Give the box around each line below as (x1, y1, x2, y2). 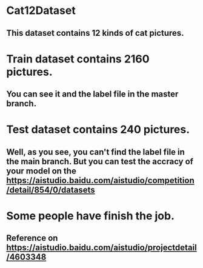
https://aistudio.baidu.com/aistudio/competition (6, 175, 195, 186)
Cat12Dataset (6, 4, 76, 18)
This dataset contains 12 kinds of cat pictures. (6, 28, 184, 38)
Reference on (6, 233, 58, 243)
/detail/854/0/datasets (6, 184, 95, 195)
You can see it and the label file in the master (6, 89, 179, 99)
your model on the (6, 166, 77, 176)
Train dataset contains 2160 (6, 52, 150, 65)
